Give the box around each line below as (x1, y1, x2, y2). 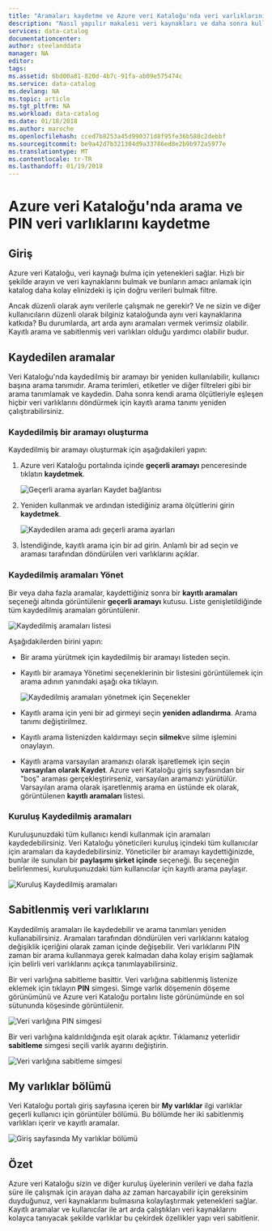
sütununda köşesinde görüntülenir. (8, 1000, 125, 1010)
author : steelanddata (8, 42, 82, 50)
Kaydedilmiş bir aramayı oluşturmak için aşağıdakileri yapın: (8, 445, 208, 454)
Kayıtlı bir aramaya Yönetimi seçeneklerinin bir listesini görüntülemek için (19, 667, 263, 677)
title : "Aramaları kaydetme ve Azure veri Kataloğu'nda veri (8, 11, 219, 20)
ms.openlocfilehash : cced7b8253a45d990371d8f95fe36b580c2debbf (8, 132, 227, 140)
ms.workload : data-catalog (8, 110, 100, 118)
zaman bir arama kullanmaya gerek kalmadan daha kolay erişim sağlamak (8, 950, 253, 960)
